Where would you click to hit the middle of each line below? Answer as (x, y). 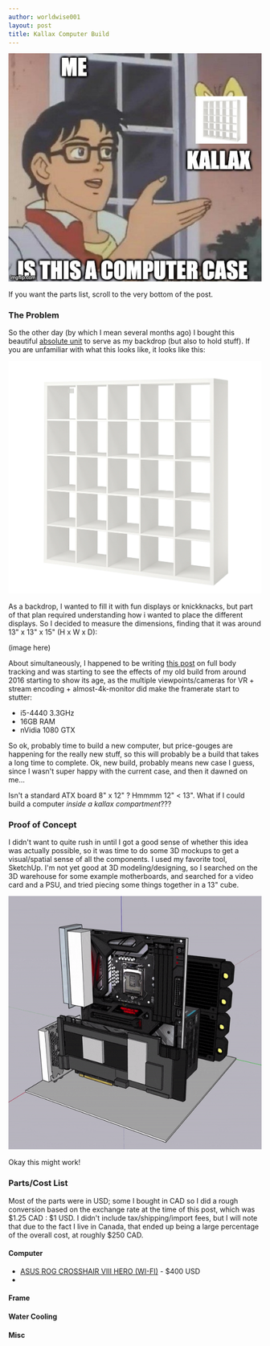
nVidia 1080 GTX (47, 730)
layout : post (30, 25)
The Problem (34, 315)
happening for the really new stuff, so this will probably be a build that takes (134, 754)
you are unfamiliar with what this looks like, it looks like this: (107, 349)
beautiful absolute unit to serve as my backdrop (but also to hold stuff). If (129, 341)
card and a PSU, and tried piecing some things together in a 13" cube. (124, 885)
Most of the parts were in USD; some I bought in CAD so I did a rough (123, 1200)
